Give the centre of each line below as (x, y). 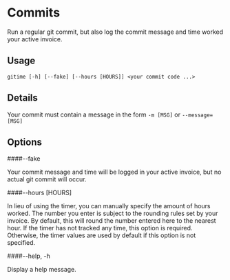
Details (22, 98)
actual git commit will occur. (47, 179)
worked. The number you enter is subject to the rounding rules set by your (113, 213)
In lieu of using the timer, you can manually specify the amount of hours (109, 206)
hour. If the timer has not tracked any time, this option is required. (100, 228)
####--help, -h (29, 256)
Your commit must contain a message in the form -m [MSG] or (94, 114)
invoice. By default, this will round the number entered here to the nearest (112, 221)
